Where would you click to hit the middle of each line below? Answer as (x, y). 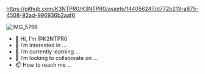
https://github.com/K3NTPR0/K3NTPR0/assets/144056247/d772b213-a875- (103, 9)
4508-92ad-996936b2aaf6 (41, 15)
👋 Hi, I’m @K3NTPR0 (41, 39)
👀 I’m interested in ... (41, 45)
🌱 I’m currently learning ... (48, 52)
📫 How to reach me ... (43, 65)
